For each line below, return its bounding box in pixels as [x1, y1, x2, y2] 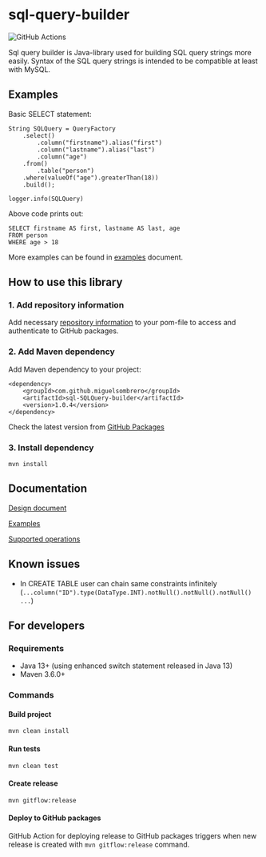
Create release [8, 779, 58, 788]
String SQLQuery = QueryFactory [8, 124, 116, 133]
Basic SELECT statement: [8, 109, 92, 119]
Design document [8, 503, 67, 513]
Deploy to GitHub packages [8, 813, 101, 823]
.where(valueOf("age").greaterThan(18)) [22, 174, 159, 182]
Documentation [8, 482, 88, 496]
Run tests [8, 744, 41, 754]
